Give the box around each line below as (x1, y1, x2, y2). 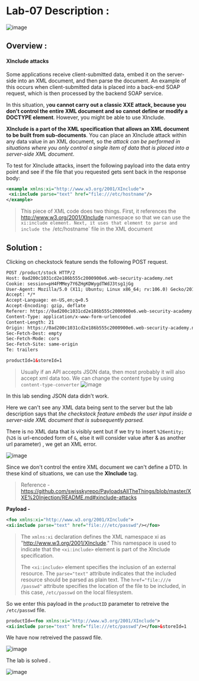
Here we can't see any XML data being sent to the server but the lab (6, 404, 173, 411)
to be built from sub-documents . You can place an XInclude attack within (6, 132, 187, 139)
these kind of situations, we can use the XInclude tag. (6, 469, 138, 477)
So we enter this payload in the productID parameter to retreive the (6, 600, 169, 607)
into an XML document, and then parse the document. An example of (17, 77, 187, 84)
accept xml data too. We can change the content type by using (20, 375, 175, 382)
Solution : (6, 242, 43, 252)
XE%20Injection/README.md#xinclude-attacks (20, 494, 137, 501)
